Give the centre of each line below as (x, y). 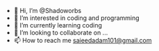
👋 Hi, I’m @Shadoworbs (48, 11)
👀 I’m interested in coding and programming (77, 18)
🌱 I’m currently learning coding (58, 25)
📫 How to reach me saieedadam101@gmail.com (83, 40)
